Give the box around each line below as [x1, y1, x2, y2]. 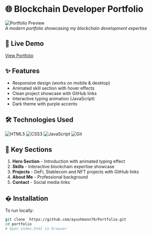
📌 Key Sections [5, 145, 53, 153]
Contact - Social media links [12, 179, 70, 185]
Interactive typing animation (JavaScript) [12, 95, 95, 101]
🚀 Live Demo [5, 39, 44, 48]
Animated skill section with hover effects [12, 85, 95, 91]
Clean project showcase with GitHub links [12, 90, 97, 96]
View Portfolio [5, 53, 33, 59]
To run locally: [5, 207, 34, 213]
